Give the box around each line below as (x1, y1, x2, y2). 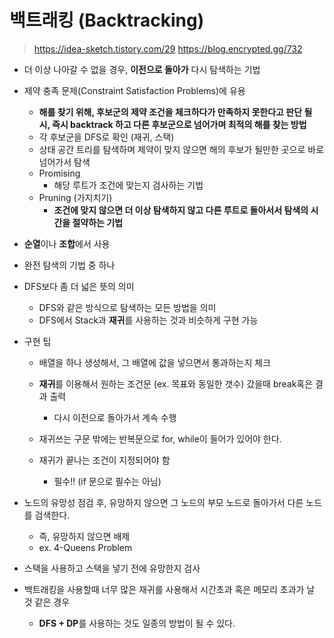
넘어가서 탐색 (38, 156, 91, 168)
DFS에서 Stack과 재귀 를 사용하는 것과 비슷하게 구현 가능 (38, 314, 259, 326)
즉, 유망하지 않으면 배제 (38, 530, 131, 542)
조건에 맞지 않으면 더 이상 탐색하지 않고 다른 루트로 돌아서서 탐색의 (53, 204, 309, 216)
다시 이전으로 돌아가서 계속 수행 (53, 411, 177, 423)
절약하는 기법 (72, 216, 124, 228)
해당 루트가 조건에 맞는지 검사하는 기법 (53, 179, 204, 191)
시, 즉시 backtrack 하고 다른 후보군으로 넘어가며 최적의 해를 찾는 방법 (38, 118, 307, 130)
